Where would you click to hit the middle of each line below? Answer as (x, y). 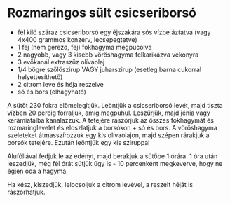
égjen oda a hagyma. (38, 171)
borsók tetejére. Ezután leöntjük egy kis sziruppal (79, 142)
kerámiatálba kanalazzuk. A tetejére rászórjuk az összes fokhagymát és (110, 120)
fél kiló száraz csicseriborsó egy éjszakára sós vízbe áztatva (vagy (114, 32)
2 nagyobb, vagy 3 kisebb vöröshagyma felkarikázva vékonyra (108, 55)
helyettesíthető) (40, 77)
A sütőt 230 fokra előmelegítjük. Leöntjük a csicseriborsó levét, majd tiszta (115, 105)
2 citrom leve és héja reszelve (60, 84)
